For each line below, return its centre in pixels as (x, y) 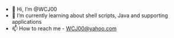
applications (27, 22)
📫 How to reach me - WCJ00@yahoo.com (64, 28)
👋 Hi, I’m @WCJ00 (34, 9)
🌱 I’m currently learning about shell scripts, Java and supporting (90, 15)
